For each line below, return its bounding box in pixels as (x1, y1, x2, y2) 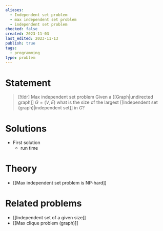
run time (20, 145, 38, 151)
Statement (5, 77, 51, 88)
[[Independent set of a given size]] (12, 215, 86, 221)
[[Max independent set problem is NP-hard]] (12, 180, 107, 186)
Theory (5, 163, 37, 174)
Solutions (5, 123, 47, 134)
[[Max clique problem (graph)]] (12, 220, 78, 226)
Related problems (5, 198, 82, 210)
